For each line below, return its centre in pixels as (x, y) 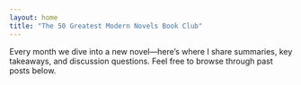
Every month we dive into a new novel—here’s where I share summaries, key (151, 51)
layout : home (34, 17)
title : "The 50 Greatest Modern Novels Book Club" (106, 26)
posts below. (33, 70)
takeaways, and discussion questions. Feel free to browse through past (142, 61)
